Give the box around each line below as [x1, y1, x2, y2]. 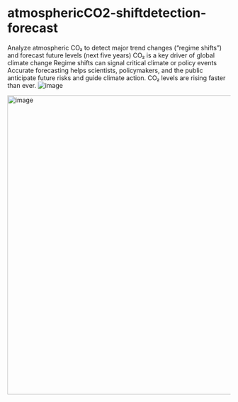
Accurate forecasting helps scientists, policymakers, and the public [7, 66, 203, 74]
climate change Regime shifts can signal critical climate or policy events [7, 58, 217, 67]
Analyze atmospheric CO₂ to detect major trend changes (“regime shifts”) [7, 43, 222, 52]
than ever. [7, 81, 37, 89]
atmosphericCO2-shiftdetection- [7, 5, 207, 21]
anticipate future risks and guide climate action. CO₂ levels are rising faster [7, 73, 226, 82]
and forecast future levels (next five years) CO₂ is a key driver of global [7, 51, 215, 60]
